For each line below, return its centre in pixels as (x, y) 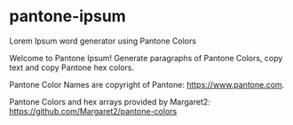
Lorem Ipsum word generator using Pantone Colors (103, 41)
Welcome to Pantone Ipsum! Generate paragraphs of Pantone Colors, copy (146, 58)
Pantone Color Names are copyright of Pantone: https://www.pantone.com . (147, 84)
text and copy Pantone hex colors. (72, 67)
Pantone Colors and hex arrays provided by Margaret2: (110, 102)
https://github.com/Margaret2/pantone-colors (93, 111)
